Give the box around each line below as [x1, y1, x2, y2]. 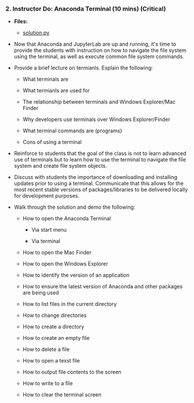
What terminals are [22, 75, 68, 83]
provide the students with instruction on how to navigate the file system [13, 47, 186, 54]
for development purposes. [13, 192, 80, 199]
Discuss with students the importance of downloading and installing [13, 174, 178, 181]
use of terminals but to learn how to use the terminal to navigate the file [13, 156, 186, 163]
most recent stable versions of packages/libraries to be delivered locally [13, 186, 188, 193]
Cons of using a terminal [22, 139, 82, 146]
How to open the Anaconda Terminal [22, 215, 112, 222]
